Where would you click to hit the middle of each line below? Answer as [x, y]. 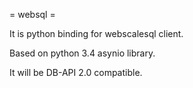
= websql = [32, 14]
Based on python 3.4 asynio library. [82, 53]
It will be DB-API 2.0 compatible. [76, 72]
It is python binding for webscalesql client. [96, 33]
